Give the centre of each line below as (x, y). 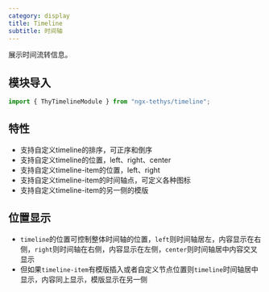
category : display (39, 16)
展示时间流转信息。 (40, 55)
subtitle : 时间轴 (35, 31)
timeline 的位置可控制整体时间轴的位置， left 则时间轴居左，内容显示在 (137, 239)
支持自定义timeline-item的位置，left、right (90, 169)
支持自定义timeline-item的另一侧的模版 (84, 190)
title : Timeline (35, 23)
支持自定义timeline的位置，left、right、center (95, 160)
